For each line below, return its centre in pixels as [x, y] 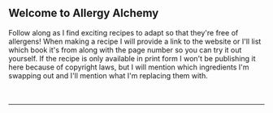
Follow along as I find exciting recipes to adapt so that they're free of [123, 32]
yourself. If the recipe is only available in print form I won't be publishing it [132, 58]
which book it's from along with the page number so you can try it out [125, 50]
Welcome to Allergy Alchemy [84, 13]
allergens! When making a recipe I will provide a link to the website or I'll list [135, 41]
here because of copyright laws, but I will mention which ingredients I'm [129, 67]
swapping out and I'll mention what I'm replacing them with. [108, 75]
